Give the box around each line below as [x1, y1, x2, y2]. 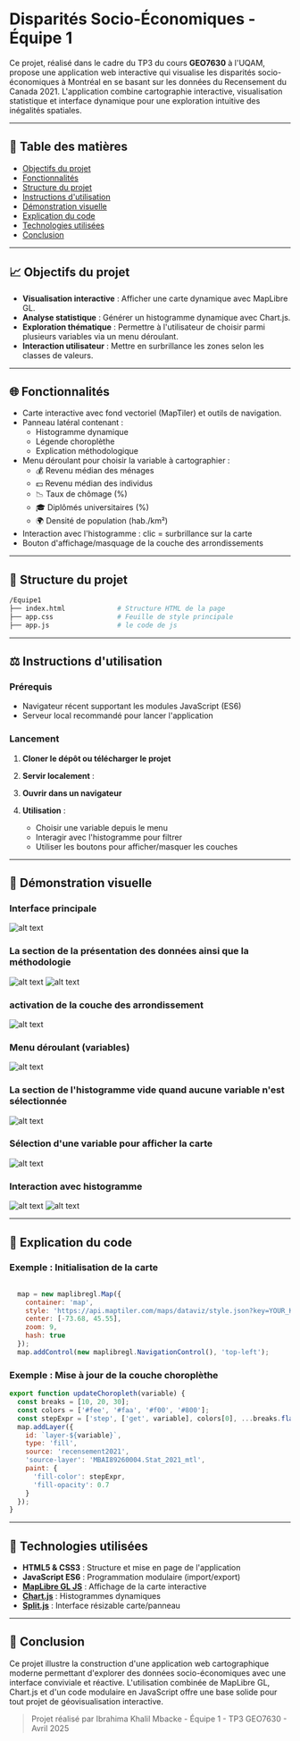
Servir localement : [21, 770, 96, 781]
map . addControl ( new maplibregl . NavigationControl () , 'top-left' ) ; [17, 1347, 270, 1357]
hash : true [25, 1331, 66, 1340]
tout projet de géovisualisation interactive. [9, 1695, 163, 1706]
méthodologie [9, 956, 71, 968]
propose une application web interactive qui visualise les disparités [9, 67, 256, 78]
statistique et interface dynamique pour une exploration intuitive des [9, 95, 261, 106]
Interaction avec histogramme [9, 1180, 143, 1193]
